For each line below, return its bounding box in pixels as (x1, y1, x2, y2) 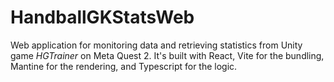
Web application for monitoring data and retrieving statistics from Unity (10, 39, 303, 51)
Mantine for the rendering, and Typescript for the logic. (10, 60, 238, 72)
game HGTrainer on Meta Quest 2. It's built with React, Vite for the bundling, (10, 49, 325, 61)
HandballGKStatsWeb (10, 6, 195, 29)
